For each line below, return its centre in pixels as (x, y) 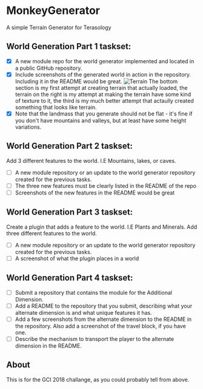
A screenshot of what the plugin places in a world (77, 258)
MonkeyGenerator (53, 11)
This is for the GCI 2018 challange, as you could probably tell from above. (98, 379)
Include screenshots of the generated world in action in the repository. (103, 74)
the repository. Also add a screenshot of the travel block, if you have (100, 326)
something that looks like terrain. (56, 107)
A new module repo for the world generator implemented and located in (105, 61)
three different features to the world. (52, 233)
